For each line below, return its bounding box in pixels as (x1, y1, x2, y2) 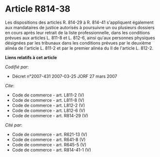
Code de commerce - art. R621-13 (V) (12, 131, 87, 137)
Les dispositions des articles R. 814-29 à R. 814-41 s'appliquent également (5, 19, 154, 25)
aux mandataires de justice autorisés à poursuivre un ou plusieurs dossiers (5, 24, 155, 30)
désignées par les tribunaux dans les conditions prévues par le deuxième (5, 40, 151, 46)
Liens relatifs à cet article (5, 54, 57, 60)
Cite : (5, 82, 15, 88)
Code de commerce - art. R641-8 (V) (12, 137, 86, 142)
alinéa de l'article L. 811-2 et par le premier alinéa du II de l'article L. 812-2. (5, 45, 154, 51)
